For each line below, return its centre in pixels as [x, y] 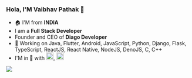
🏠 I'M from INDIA [36, 22]
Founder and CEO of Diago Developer [61, 37]
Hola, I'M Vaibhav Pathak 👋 [45, 9]
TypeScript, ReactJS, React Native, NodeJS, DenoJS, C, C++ [88, 50]
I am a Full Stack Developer [48, 31]
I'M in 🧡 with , [35, 58]
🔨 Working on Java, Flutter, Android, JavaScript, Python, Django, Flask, [100, 43]
